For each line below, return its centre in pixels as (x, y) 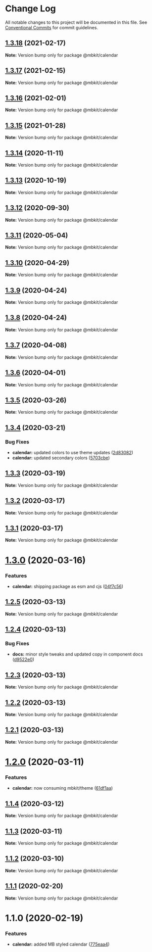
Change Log (30, 9)
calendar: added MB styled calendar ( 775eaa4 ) (61, 944)
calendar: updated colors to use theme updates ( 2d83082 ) (73, 452)
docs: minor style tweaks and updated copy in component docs (77, 654)
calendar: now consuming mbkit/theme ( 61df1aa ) (62, 788)
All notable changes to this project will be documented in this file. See (76, 22)
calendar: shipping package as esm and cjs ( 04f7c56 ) (68, 586)
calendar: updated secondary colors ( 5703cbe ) (61, 458)
